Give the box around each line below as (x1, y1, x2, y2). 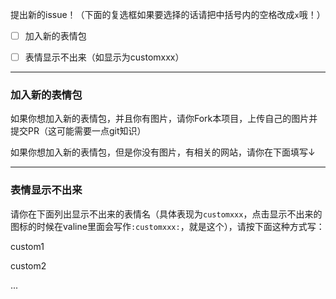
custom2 (10, 259, 47, 272)
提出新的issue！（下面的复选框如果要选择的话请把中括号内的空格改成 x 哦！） (10, 9, 326, 20)
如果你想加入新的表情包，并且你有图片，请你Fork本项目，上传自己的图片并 (10, 113, 318, 125)
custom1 (10, 240, 45, 252)
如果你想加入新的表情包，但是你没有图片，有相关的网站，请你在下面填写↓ (10, 146, 316, 158)
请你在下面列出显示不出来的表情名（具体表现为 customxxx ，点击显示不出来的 (10, 208, 323, 220)
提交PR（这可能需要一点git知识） (10, 125, 147, 137)
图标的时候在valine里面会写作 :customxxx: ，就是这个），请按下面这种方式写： (10, 220, 325, 232)
